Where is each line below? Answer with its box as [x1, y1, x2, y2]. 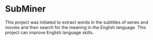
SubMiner [5, 3, 46, 14]
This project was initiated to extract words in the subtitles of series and [5, 19, 149, 25]
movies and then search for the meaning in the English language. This [5, 24, 146, 30]
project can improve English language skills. [5, 29, 94, 35]
